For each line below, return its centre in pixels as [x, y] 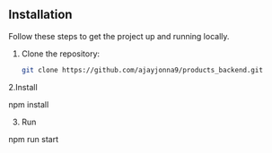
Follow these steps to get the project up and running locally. [119, 36]
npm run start [34, 139]
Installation [40, 15]
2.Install [23, 87]
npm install [29, 104]
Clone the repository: [61, 54]
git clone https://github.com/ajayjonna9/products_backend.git [142, 70]
